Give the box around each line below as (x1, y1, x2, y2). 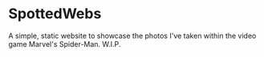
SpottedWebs (8, 5, 102, 23)
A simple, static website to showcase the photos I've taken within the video (8, 31, 257, 40)
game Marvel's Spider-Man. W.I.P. (8, 39, 121, 48)
